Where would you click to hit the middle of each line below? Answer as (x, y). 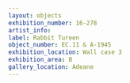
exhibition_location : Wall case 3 (65, 52)
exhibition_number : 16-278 (53, 23)
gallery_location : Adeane (51, 67)
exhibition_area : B (40, 60)
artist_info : (30, 30)
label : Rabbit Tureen (44, 38)
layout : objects (35, 15)
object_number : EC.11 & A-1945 (60, 45)
